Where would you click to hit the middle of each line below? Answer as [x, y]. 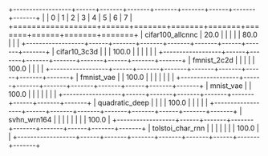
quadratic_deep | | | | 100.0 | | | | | [153, 102]
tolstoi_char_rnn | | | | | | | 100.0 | [205, 128]
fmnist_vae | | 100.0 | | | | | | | [127, 77]
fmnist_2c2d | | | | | [223, 60]
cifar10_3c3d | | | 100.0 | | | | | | [106, 52]
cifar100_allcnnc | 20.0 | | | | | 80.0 [201, 34]
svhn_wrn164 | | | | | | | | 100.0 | [59, 120]
